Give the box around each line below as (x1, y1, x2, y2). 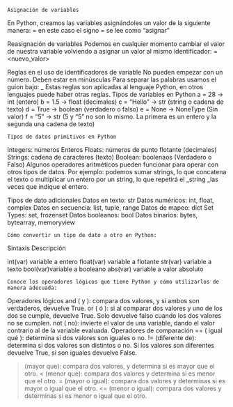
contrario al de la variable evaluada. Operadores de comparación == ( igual (7, 326, 223, 335)
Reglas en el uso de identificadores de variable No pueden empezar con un (7, 68, 223, 76)
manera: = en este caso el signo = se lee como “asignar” (7, 26, 170, 34)
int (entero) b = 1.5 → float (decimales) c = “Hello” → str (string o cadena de (7, 98, 224, 106)
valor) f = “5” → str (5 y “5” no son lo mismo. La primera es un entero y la (7, 112, 217, 121)
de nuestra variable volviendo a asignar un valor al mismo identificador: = (7, 47, 218, 55)
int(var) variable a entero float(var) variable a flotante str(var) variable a (7, 258, 212, 266)
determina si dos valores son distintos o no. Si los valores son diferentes (7, 341, 215, 349)
